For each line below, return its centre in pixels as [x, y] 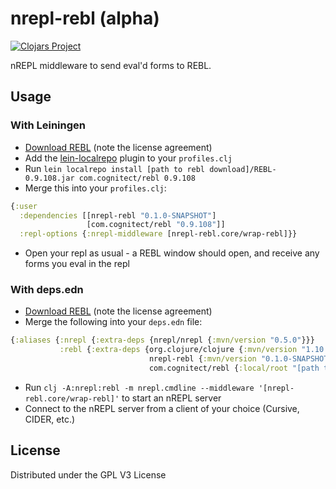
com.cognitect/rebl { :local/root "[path [234, 368]
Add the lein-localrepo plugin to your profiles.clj [128, 158]
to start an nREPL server [171, 398]
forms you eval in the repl [77, 264]
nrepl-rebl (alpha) [85, 18]
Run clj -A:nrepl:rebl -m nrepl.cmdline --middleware [139, 387]
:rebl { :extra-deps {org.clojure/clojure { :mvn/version [178, 350]
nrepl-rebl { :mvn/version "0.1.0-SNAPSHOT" [240, 359]
